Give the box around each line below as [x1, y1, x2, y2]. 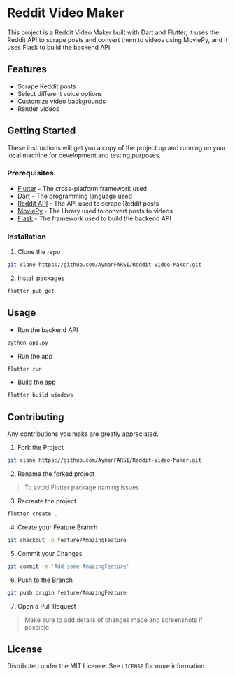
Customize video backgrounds [17, 97, 106, 105]
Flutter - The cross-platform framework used [17, 184, 148, 192]
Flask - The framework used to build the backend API [17, 214, 171, 223]
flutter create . [7, 510, 58, 517]
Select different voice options [17, 89, 103, 98]
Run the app [17, 352, 53, 360]
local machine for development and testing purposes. [7, 151, 162, 159]
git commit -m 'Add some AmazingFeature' [7, 563, 130, 570]
